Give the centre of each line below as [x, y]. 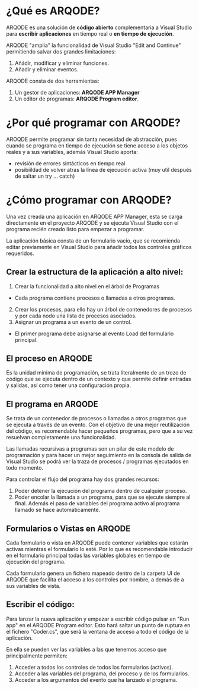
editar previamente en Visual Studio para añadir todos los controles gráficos [99, 247]
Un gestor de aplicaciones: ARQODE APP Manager [77, 92]
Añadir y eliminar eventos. [46, 69]
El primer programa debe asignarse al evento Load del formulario [94, 334]
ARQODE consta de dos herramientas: [53, 81]
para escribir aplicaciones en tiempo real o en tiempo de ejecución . [90, 33]
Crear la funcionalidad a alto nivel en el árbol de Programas [87, 286]
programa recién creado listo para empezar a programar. [76, 229]
